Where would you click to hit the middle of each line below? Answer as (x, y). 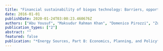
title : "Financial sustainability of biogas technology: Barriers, (75, 9)
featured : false (21, 37)
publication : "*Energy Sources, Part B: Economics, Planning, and (73, 41)
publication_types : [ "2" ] (31, 28)
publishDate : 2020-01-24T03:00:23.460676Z (49, 18)
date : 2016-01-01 (23, 14)
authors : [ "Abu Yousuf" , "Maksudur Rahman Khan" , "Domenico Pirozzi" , (78, 23)
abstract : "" (18, 32)
